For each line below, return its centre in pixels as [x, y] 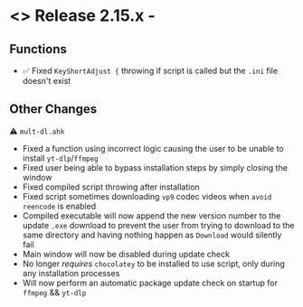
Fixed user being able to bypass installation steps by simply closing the [155, 167]
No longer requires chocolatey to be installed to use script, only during [153, 264]
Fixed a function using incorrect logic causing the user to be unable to [153, 148]
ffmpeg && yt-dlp [54, 292]
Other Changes [53, 109]
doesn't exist [47, 81]
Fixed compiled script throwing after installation [111, 187]
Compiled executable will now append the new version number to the [151, 215]
